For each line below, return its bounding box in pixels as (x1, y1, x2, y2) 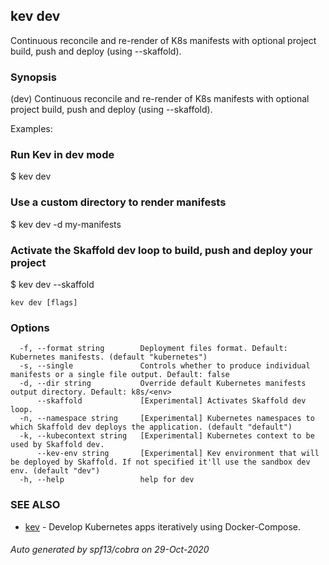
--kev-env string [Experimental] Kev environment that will (36, 449, 320, 459)
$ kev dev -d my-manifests (10, 218, 122, 230)
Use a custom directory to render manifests (10, 195, 227, 209)
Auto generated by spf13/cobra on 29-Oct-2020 (10, 544, 210, 556)
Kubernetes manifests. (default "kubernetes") (10, 352, 208, 363)
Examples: (10, 123, 53, 135)
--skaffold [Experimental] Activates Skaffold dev (36, 396, 307, 406)
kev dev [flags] (10, 298, 78, 308)
